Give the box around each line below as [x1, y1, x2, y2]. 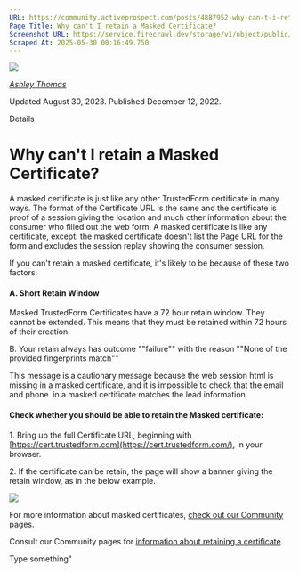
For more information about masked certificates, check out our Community [9, 509, 284, 520]
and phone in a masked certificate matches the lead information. [9, 389, 248, 400]
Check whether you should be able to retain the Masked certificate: [9, 409, 264, 420]
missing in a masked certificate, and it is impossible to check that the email [9, 380, 284, 390]
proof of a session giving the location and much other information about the [9, 212, 287, 223]
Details [9, 113, 35, 125]
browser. [9, 448, 42, 459]
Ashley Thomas [9, 79, 67, 90]
